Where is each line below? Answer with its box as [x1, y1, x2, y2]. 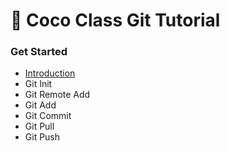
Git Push [24, 131, 61, 143]
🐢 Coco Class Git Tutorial [10, 9, 221, 32]
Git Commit [24, 110, 72, 122]
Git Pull [24, 120, 55, 133]
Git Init [24, 78, 53, 90]
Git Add [24, 99, 57, 111]
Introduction [24, 67, 76, 79]
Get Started [10, 45, 68, 59]
